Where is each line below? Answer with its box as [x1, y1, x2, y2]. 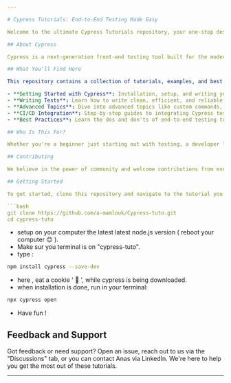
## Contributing [7, 153, 54, 160]
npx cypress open [7, 296, 57, 303]
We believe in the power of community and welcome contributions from [7, 166, 214, 173]
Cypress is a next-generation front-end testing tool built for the [7, 53, 208, 61]
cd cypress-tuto [7, 216, 54, 223]
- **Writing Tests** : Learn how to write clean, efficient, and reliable [7, 97, 223, 104]
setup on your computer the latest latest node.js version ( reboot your [16, 228, 214, 237]
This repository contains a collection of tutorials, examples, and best [7, 78, 223, 85]
